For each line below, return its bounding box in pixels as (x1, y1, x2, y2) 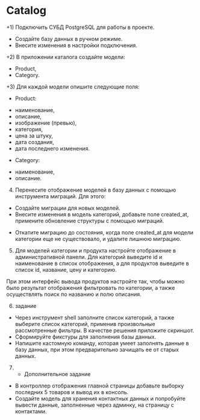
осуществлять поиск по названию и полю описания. (6, 290, 142, 298)
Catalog (6, 4, 47, 17)
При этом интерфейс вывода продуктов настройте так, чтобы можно (6, 278, 185, 285)
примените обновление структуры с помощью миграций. (14, 217, 164, 224)
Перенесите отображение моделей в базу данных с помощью (14, 186, 177, 193)
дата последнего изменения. (14, 145, 90, 152)
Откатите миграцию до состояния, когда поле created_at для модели (14, 228, 194, 236)
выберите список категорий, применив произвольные (14, 320, 155, 327)
